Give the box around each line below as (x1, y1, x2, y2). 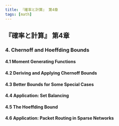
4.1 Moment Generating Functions (5, 59, 76, 65)
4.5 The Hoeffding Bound (5, 104, 58, 110)
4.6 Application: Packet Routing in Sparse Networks (5, 115, 114, 121)
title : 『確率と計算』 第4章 (5, 7, 58, 12)
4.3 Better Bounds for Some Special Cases (5, 81, 94, 87)
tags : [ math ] (5, 12, 32, 17)
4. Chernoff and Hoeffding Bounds (5, 46, 90, 53)
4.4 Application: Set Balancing (5, 92, 69, 99)
